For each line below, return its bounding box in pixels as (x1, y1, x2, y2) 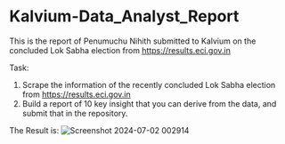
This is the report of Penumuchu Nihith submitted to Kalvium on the (9, 36, 256, 46)
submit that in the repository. (21, 108, 128, 118)
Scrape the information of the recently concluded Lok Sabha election (21, 79, 276, 90)
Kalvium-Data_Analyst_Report (9, 6, 240, 27)
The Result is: (9, 124, 60, 135)
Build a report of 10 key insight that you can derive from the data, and (21, 98, 277, 108)
